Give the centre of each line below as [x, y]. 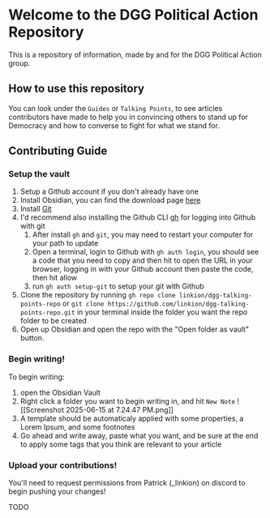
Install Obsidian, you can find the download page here [110, 200]
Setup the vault [39, 174]
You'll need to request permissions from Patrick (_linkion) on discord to [127, 483]
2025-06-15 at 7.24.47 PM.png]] [120, 409]
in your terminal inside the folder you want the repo [162, 312]
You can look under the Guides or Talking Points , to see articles [116, 108]
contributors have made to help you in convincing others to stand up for [129, 117]
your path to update [65, 243]
